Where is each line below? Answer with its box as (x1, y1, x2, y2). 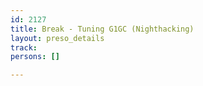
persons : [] (10, 52, 60, 62)
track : (10, 42, 38, 53)
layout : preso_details (10, 33, 105, 43)
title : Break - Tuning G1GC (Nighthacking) (10, 24, 195, 34)
